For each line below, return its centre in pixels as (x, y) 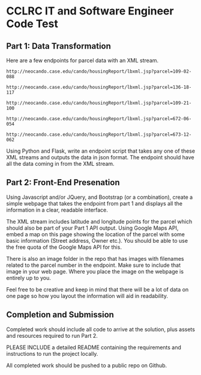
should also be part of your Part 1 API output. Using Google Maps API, (92, 228)
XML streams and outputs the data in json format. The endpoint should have (100, 157)
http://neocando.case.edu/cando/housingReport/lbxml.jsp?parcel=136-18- (99, 87)
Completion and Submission (60, 315)
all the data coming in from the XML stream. (61, 164)
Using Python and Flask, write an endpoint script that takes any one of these (101, 151)
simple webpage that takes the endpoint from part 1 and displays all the (94, 203)
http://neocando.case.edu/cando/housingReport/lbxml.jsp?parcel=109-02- (99, 72)
